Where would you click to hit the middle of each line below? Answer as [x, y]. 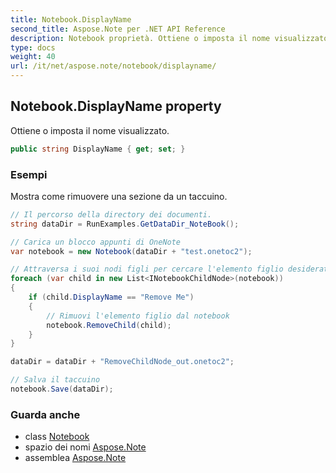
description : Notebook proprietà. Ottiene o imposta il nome [140, 38]
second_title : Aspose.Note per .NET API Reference [118, 29]
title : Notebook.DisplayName [71, 19]
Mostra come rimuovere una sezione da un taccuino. [119, 196]
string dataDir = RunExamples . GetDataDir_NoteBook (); [125, 224]
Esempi [29, 174]
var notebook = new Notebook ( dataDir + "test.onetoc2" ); [131, 251]
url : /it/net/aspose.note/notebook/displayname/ [113, 66]
